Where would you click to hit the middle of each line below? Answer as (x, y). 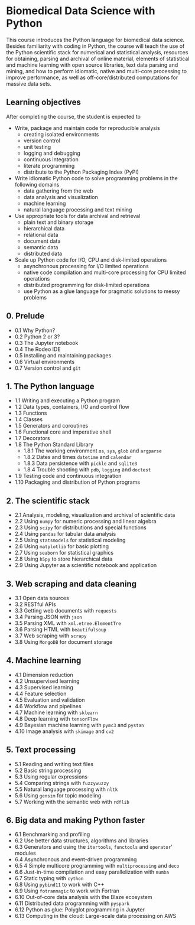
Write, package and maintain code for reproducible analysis (87, 128)
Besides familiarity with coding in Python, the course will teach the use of (95, 46)
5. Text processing (41, 750)
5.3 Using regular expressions (51, 776)
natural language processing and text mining (78, 209)
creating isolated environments (61, 134)
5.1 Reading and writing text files (54, 764)
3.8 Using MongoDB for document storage (64, 642)
